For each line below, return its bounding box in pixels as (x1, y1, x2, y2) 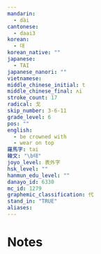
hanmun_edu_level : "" (7, 172, 70, 179)
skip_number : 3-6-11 (7, 107, 68, 114)
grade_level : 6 (7, 113, 52, 120)
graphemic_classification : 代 (7, 191, 94, 198)
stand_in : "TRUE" (7, 198, 58, 205)
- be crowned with (13, 133, 68, 140)
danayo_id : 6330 (7, 178, 54, 185)
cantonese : (7, 23, 39, 30)
